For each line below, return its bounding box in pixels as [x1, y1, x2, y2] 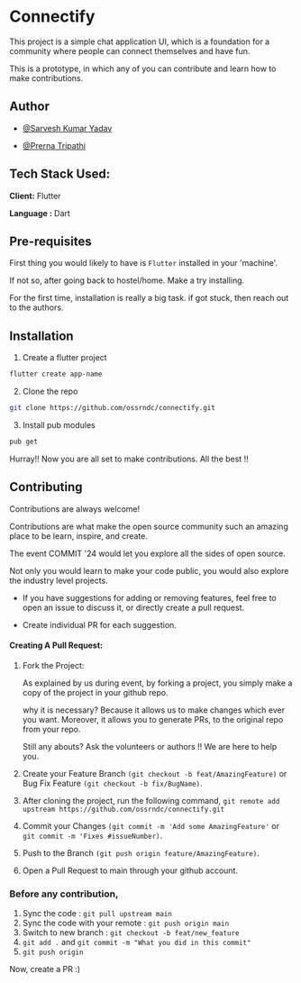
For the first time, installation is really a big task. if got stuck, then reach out [9, 293, 289, 304]
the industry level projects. [9, 575, 108, 586]
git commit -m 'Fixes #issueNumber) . [22, 830, 163, 841]
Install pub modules [22, 419, 96, 430]
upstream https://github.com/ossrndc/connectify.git [22, 805, 225, 814]
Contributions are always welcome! [9, 503, 141, 514]
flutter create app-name [9, 369, 103, 379]
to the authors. [9, 302, 64, 313]
